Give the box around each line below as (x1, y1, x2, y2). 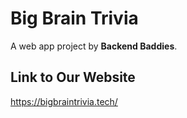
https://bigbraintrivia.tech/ (10, 95, 118, 107)
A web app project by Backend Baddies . (10, 40, 178, 52)
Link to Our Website (10, 69, 136, 86)
